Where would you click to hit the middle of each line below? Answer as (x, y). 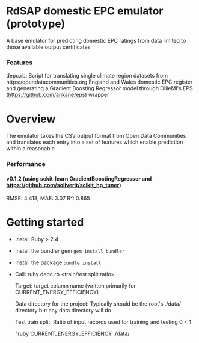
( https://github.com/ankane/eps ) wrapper (58, 95)
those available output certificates (48, 47)
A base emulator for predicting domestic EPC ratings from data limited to (96, 40)
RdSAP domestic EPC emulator (85, 11)
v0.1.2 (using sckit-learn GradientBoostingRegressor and (79, 178)
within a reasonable (31, 149)
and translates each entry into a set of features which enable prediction (95, 142)
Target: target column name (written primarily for (75, 286)
